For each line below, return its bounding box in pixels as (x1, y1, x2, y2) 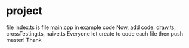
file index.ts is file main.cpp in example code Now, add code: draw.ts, (6, 24, 176, 31)
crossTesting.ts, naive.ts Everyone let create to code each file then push (6, 30, 184, 37)
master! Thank (6, 36, 42, 43)
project (6, 4, 43, 18)
